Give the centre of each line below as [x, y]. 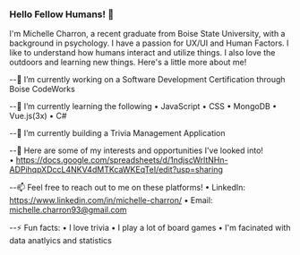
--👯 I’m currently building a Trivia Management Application [117, 133]
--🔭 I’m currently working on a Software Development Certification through [147, 80]
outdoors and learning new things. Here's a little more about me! [128, 63]
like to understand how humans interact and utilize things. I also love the [142, 53]
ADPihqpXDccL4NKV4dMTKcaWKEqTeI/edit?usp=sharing [116, 170]
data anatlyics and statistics [60, 241]
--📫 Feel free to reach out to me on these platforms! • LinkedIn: [128, 188]
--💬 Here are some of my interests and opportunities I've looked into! [137, 150]
